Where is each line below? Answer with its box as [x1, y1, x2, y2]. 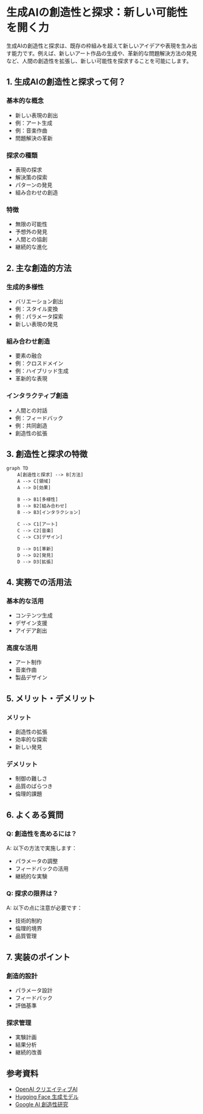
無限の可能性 [15, 220, 47, 228]
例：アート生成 [15, 119, 53, 127]
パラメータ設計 [15, 986, 53, 994]
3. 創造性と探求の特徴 [6, 448, 88, 459]
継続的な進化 [15, 243, 47, 251]
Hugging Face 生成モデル [15, 1093, 79, 1101]
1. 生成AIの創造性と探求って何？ [6, 77, 126, 87]
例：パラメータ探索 [15, 313, 64, 320]
